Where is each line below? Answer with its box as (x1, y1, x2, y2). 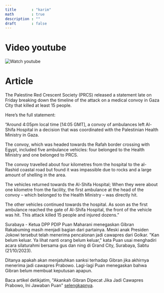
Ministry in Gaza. (5, 132, 39, 138)
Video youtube (5, 42, 67, 53)
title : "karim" (5, 7, 51, 12)
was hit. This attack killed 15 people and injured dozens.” (5, 212, 119, 218)
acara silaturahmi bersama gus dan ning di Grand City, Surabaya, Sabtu (5, 242, 149, 249)
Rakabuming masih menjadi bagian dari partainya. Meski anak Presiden (5, 227, 149, 233)
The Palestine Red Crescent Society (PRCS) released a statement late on (5, 92, 152, 98)
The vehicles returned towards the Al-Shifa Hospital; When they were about (5, 182, 158, 188)
